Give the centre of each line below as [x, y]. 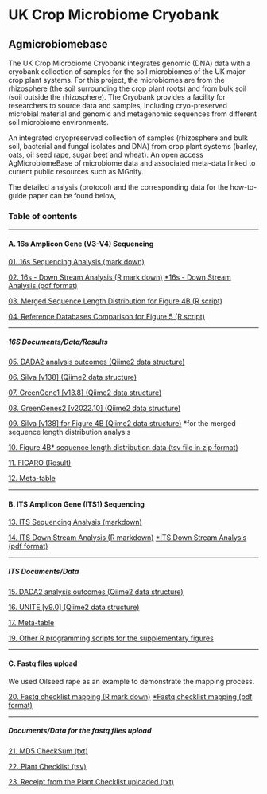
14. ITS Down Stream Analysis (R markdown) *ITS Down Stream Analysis [128, 537]
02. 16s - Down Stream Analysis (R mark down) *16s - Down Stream [120, 277]
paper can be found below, [72, 196]
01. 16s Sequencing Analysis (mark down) [76, 261]
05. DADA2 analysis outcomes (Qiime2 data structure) [97, 362]
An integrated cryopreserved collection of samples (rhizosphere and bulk [128, 138]
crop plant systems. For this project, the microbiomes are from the [116, 80]
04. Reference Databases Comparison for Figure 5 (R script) [106, 316]
